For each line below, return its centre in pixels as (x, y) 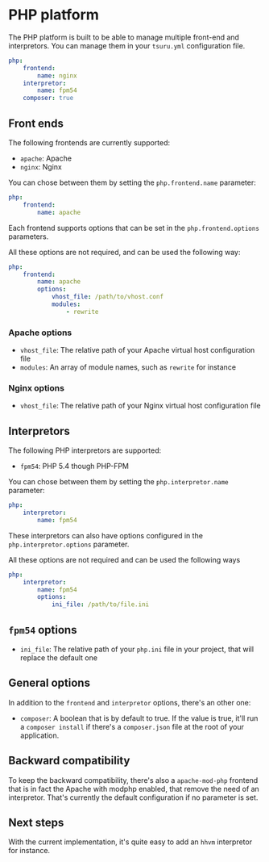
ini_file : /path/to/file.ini (100, 605)
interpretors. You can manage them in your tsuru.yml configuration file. (127, 45)
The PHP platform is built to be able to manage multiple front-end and (124, 37)
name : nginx (58, 75)
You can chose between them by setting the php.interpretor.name (119, 482)
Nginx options (36, 387)
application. (39, 735)
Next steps (36, 822)
